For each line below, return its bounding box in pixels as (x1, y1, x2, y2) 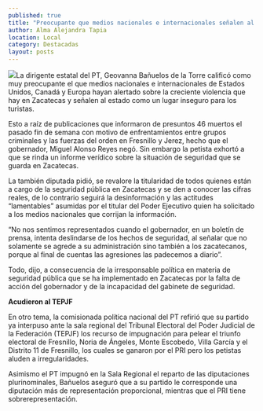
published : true (8, 11, 61, 20)
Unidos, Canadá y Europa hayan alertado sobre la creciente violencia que (8, 87, 246, 97)
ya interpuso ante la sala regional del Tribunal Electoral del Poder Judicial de (8, 321, 255, 330)
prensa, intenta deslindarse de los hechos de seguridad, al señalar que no (8, 233, 247, 242)
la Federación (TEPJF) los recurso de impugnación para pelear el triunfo (8, 329, 241, 338)
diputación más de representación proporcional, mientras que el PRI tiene (8, 386, 246, 395)
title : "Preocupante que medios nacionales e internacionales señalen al (8, 19, 255, 27)
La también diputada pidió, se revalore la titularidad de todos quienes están (8, 176, 252, 185)
